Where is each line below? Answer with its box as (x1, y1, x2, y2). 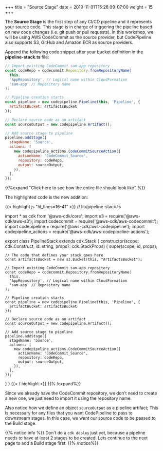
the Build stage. (5, 420, 36, 426)
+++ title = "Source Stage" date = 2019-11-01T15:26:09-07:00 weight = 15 (5, 4, 153, 10)
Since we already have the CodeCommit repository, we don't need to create (5, 390, 157, 396)
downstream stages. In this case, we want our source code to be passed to (5, 415, 156, 421)
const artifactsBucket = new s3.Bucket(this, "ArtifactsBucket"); (5, 257, 143, 262)
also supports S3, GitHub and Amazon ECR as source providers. (5, 39, 134, 45)
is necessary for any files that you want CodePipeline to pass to (5, 410, 133, 416)
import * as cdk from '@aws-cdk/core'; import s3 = (5, 213, 108, 219)
